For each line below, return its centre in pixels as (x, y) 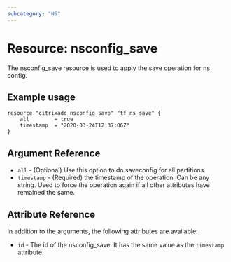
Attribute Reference (51, 214)
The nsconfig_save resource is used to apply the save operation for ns (109, 68)
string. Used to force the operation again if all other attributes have (113, 185)
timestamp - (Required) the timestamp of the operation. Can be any (113, 178)
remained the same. (46, 193)
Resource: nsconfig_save (83, 48)
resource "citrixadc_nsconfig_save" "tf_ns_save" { (84, 113)
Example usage (41, 97)
